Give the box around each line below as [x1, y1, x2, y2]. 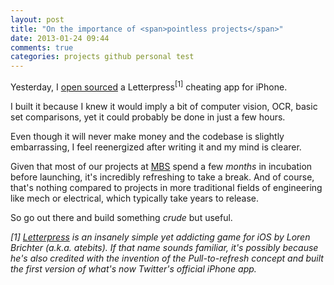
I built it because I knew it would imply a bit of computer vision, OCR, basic [10, 100, 318, 112]
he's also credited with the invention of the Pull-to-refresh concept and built [10, 252, 324, 264]
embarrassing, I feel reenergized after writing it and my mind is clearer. [10, 141, 302, 153]
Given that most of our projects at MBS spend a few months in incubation [10, 160, 313, 172]
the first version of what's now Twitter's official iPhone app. [10, 262, 257, 275]
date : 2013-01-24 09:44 [10, 33, 110, 43]
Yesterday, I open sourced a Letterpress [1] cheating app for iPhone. [10, 79, 288, 93]
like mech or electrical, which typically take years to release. [10, 192, 260, 204]
